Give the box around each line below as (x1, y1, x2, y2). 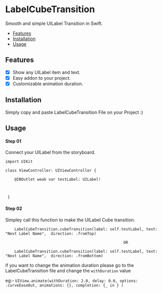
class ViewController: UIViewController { (5, 168, 96, 173)
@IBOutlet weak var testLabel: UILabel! (14, 177, 101, 182)
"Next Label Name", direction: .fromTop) (5, 231, 96, 236)
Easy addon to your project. (12, 75, 71, 81)
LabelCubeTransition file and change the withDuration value (5, 268, 131, 274)
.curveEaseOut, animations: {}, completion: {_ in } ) (5, 283, 124, 288)
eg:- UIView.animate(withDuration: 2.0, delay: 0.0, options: (5, 277, 138, 283)
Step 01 (5, 138, 22, 144)
